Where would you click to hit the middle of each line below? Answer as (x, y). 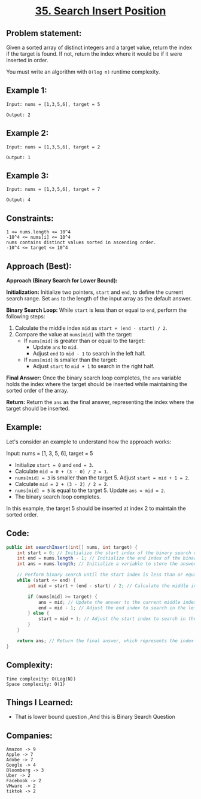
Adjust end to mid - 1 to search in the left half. (89, 354)
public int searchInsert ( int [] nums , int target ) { (72, 547)
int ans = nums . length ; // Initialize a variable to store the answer (107, 564)
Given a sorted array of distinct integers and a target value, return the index (99, 47)
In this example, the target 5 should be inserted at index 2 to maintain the (96, 508)
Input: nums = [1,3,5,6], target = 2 (53, 147)
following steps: (26, 317)
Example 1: (27, 91)
